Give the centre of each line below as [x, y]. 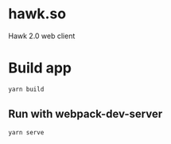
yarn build [26, 89]
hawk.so [37, 14]
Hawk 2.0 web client [42, 36]
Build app [40, 68]
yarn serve [26, 132]
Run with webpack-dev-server [85, 114]
